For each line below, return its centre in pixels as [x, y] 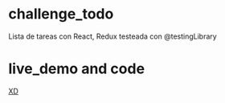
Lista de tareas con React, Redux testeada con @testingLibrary [112, 36]
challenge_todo [61, 14]
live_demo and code [77, 69]
